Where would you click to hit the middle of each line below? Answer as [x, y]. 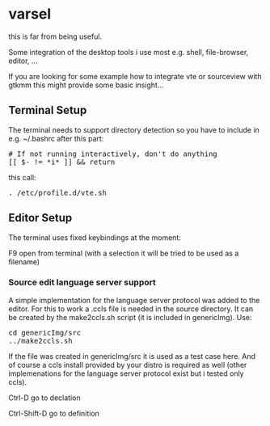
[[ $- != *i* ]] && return [62, 162]
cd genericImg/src [45, 333]
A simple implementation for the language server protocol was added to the [134, 300]
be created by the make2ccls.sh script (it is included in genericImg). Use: [130, 317]
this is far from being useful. [55, 36]
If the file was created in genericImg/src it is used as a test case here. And [132, 356]
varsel [30, 14]
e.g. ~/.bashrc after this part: [56, 138]
